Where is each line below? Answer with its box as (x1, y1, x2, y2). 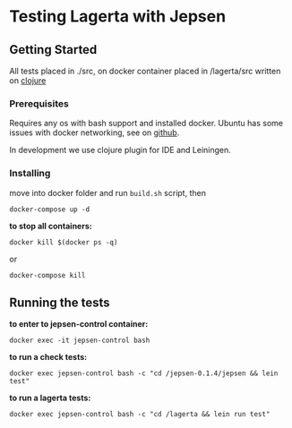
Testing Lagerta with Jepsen (9, 6, 227, 27)
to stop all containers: (9, 220, 92, 231)
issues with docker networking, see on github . (9, 127, 180, 138)
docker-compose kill (9, 270, 87, 279)
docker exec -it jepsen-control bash (9, 336, 150, 346)
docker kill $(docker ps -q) (9, 237, 118, 247)
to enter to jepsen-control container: (9, 319, 149, 330)
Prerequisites (9, 97, 69, 109)
